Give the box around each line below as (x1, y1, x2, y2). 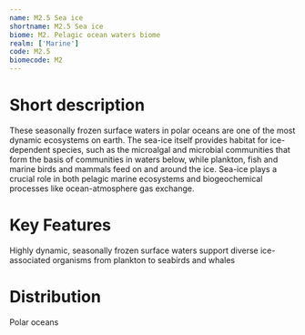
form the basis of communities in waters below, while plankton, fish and (9, 154, 279, 165)
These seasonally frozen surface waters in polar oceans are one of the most (9, 125, 296, 136)
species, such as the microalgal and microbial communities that (52, 144, 291, 155)
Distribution (9, 287, 102, 308)
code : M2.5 (9, 47, 51, 56)
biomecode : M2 (9, 56, 64, 65)
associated (9, 254, 51, 265)
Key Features (9, 215, 112, 236)
